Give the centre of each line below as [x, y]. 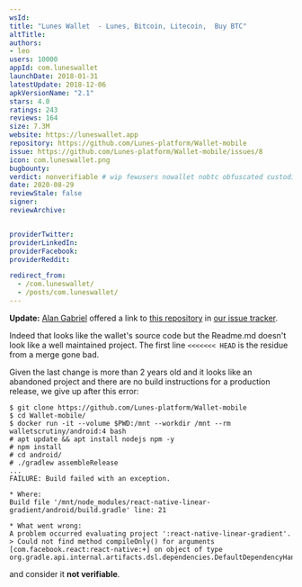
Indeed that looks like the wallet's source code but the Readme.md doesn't [148, 335]
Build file [30, 502]
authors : [26, 43]
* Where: [26, 494]
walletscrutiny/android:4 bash [68, 431]
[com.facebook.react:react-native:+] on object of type [116, 549]
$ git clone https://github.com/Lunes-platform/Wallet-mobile [128, 407]
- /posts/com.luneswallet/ [68, 293]
